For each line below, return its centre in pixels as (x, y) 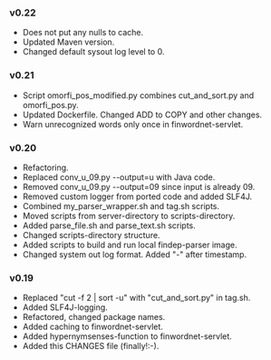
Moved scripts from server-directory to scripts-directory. (129, 215)
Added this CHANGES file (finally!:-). (91, 346)
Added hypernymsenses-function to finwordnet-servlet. (127, 336)
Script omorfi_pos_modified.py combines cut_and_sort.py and (138, 95)
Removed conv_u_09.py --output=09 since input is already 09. (139, 186)
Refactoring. (46, 167)
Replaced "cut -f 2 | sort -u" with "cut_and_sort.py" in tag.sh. (136, 298)
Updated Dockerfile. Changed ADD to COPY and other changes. (142, 115)
